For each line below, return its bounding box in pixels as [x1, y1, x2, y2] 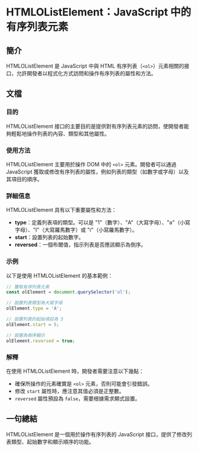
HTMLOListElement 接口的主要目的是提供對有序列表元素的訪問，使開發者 [6, 123, 184, 130]
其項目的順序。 [6, 175, 43, 182]
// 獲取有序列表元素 [6, 284, 50, 290]
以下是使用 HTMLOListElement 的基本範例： [6, 272, 113, 279]
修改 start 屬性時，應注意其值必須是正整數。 [14, 387, 125, 394]
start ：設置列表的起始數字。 [14, 234, 85, 241]
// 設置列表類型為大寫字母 [6, 300, 63, 306]
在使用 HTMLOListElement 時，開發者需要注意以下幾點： [6, 368, 144, 375]
